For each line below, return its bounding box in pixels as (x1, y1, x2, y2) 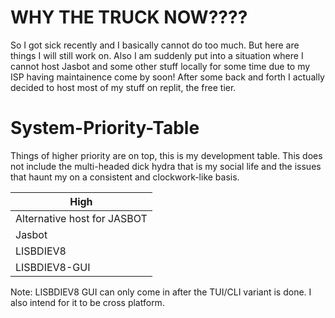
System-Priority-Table (10, 117, 200, 140)
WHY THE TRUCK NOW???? (10, 6, 248, 29)
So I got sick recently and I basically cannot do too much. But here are (10, 39, 300, 51)
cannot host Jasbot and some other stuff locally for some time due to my (10, 60, 311, 72)
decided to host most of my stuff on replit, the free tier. (10, 81, 237, 93)
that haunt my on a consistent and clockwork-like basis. (10, 171, 240, 183)
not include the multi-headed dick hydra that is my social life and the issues (10, 160, 322, 172)
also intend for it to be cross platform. (10, 296, 165, 308)
